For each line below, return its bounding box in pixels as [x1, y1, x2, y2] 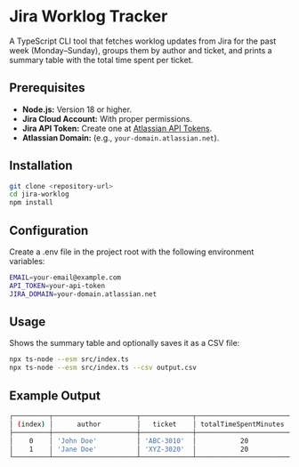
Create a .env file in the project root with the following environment [9, 246, 255, 257]
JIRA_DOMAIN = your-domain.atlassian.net [9, 289, 158, 299]
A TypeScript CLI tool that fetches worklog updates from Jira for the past [9, 36, 277, 46]
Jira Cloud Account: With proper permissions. [21, 113, 193, 124]
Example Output [9, 388, 101, 403]
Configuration [9, 222, 89, 238]
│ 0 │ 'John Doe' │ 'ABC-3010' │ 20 [9, 436, 249, 446]
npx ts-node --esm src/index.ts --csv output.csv [9, 363, 198, 373]
